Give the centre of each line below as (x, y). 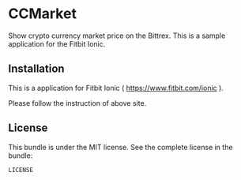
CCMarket (43, 14)
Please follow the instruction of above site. (77, 103)
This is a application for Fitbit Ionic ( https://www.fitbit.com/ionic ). (116, 88)
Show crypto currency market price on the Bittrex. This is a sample (117, 36)
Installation (36, 69)
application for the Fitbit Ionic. (57, 43)
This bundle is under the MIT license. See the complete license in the (120, 147)
